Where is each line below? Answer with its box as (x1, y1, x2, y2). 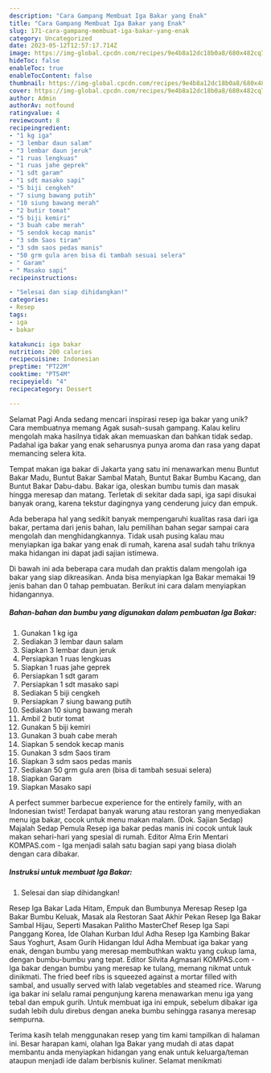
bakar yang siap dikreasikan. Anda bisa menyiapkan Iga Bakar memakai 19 (9, 572, 256, 582)
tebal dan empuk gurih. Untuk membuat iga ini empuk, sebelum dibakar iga (9, 997, 258, 1007)
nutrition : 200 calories (9, 348, 92, 356)
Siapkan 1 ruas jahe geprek (20, 662, 111, 672)
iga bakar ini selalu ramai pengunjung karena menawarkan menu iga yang (9, 988, 253, 998)
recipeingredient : (9, 124, 71, 132)
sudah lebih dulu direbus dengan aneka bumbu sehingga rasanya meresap (9, 1005, 257, 1015)
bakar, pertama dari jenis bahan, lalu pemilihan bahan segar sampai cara (9, 522, 249, 532)
